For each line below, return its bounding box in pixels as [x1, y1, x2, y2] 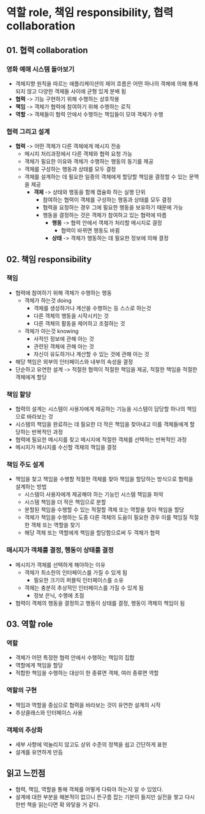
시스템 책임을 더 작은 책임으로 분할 [24, 498, 106, 506]
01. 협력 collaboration [6, 45, 88, 55]
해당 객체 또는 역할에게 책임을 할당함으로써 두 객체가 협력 [24, 529, 160, 536]
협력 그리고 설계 [6, 127, 50, 135]
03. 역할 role [6, 619, 53, 630]
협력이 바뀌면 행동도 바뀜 [61, 227, 121, 234]
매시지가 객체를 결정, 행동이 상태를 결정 [6, 546, 114, 555]
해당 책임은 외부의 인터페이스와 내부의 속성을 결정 [15, 358, 133, 365]
